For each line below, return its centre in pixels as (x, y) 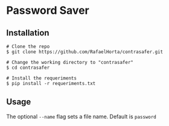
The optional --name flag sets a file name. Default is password (81, 116)
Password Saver (48, 11)
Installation (28, 33)
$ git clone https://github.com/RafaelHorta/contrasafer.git (85, 52)
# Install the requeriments (42, 78)
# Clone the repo (28, 46)
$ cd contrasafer (28, 68)
